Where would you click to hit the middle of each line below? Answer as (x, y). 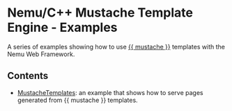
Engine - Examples (62, 27)
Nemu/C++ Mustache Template (100, 13)
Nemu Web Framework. (41, 54)
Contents (28, 76)
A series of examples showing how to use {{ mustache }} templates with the (116, 46)
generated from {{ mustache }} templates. (77, 100)
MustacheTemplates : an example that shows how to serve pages (110, 92)
